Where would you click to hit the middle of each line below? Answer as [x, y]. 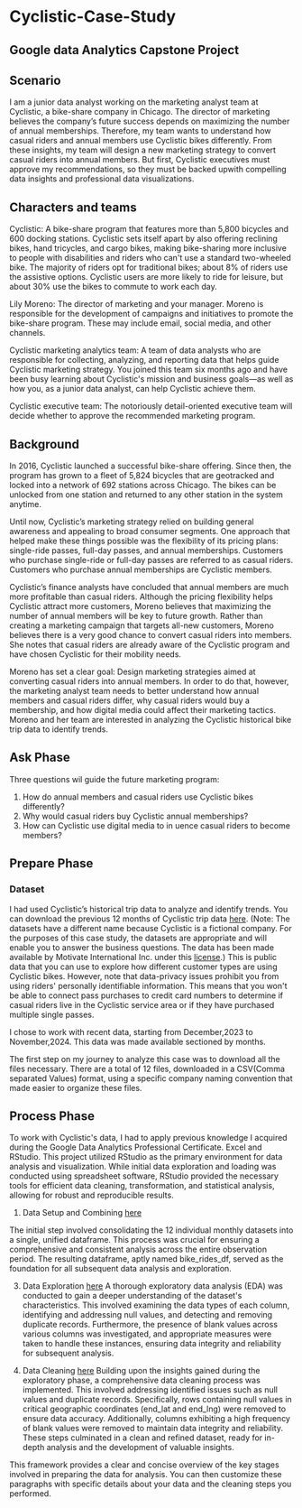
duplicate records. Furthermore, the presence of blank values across [150, 1325]
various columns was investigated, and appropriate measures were [147, 1334]
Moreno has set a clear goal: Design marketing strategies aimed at [133, 672]
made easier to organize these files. [76, 1087]
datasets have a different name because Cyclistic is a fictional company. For [151, 928]
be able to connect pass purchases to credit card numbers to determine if [146, 995]
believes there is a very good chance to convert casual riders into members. [151, 635]
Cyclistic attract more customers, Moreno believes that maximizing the [141, 606]
